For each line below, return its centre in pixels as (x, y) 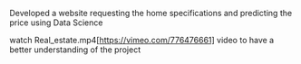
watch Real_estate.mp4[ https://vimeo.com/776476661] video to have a (142, 40)
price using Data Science (56, 23)
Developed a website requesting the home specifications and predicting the (151, 13)
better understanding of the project (75, 50)
